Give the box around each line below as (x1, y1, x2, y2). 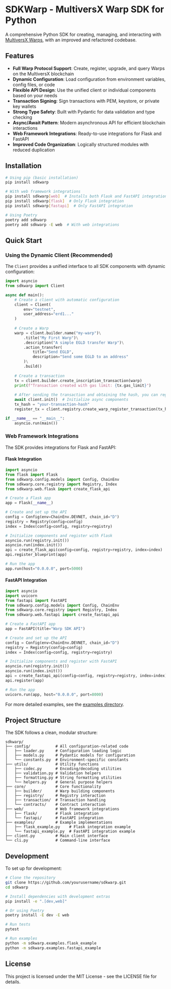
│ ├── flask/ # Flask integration (5, 811, 99, 816)
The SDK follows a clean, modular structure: (5, 730, 98, 736)
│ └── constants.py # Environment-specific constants (5, 757, 129, 762)
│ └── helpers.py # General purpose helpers (5, 780, 113, 785)
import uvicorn (5, 593, 38, 598)
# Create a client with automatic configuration (14, 297, 120, 302)
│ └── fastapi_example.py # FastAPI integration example (5, 829, 136, 834)
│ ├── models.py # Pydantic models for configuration (5, 753, 136, 758)
